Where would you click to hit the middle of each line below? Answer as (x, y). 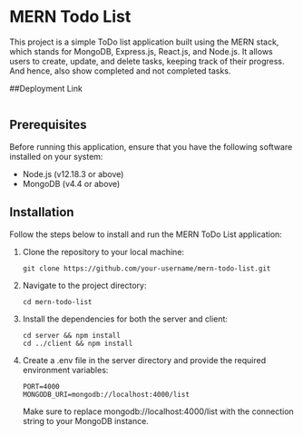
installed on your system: (56, 156)
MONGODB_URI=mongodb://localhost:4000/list (106, 394)
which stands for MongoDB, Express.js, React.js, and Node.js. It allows (142, 51)
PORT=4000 (41, 386)
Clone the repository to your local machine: (103, 252)
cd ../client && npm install (78, 343)
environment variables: (65, 370)
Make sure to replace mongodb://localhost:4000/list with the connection (158, 411)
